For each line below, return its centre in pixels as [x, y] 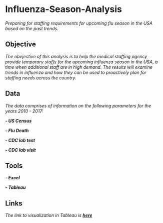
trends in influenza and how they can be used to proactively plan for [76, 72]
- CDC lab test [20, 140]
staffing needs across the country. [41, 78]
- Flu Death [17, 130]
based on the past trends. [32, 28]
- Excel [12, 178]
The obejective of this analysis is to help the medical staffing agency [76, 56]
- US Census [18, 121]
